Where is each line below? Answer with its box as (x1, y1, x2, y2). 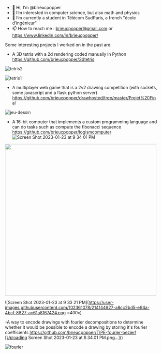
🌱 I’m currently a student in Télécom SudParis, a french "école (12, 15, 136, 20)
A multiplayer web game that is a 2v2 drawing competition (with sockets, (12, 85, 157, 90)
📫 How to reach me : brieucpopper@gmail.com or (12, 26, 113, 31)
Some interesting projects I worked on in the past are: (5, 42, 112, 48)
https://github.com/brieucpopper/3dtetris (12, 56, 95, 62)
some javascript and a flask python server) (12, 90, 98, 96)
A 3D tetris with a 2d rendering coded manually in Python (12, 51, 127, 57)
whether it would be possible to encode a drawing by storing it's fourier (5, 324, 147, 330)
